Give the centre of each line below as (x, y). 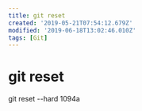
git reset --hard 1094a (44, 99)
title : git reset (37, 15)
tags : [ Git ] (28, 38)
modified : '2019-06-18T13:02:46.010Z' (72, 30)
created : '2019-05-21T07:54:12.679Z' (71, 23)
